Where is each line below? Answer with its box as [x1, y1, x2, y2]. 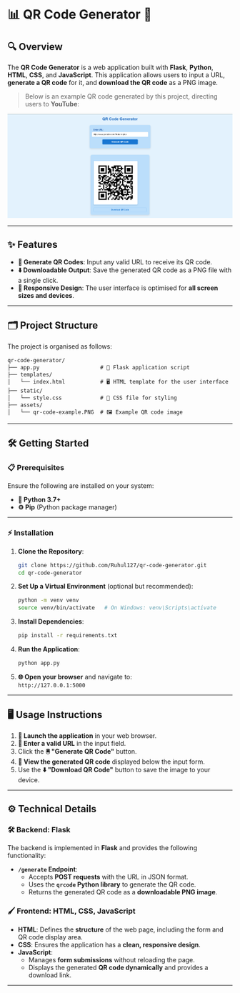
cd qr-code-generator [17, 569, 82, 577]
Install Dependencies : [17, 617, 84, 626]
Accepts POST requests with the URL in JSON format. [28, 873, 189, 882]
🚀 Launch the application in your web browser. [17, 731, 157, 740]
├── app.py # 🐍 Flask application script [7, 364, 191, 371]
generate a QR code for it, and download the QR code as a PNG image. [7, 79, 218, 86]
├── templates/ [7, 371, 53, 378]
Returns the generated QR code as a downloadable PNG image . [28, 888, 218, 897]
